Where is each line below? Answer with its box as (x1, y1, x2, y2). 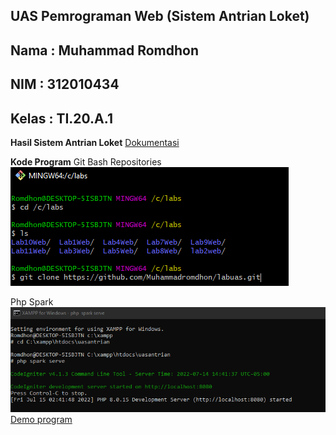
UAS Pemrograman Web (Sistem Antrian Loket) (10, 8, 310, 25)
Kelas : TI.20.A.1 (10, 110, 113, 127)
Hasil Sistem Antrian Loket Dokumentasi (10, 136, 180, 148)
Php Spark (10, 295, 54, 308)
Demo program (10, 413, 73, 425)
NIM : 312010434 (10, 76, 120, 93)
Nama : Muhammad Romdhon (10, 42, 199, 59)
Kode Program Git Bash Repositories (10, 155, 162, 168)
